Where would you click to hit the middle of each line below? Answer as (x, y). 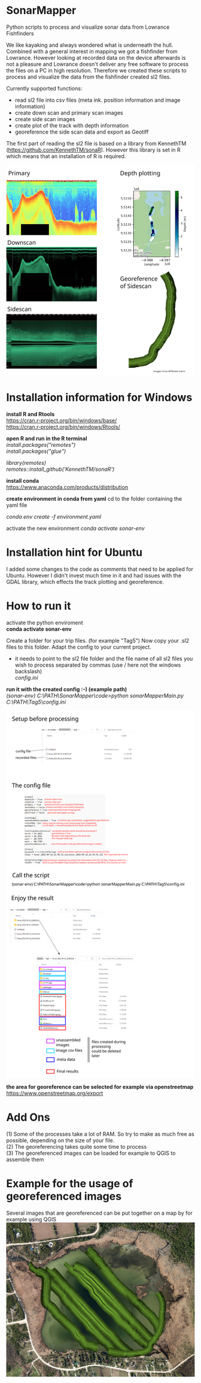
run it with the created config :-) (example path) (67, 689)
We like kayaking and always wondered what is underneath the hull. (90, 45)
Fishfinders (20, 33)
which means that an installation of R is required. (66, 156)
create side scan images (45, 119)
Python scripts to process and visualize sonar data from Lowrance (88, 27)
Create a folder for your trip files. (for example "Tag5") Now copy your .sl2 (98, 640)
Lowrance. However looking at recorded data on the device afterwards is (96, 58)
